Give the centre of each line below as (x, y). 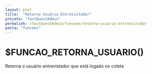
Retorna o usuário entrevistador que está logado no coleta (65, 66)
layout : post (19, 10)
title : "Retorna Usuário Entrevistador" (49, 14)
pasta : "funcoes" (23, 28)
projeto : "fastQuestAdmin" (33, 19)
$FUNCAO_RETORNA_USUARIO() (75, 53)
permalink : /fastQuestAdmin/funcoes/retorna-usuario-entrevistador (76, 23)
